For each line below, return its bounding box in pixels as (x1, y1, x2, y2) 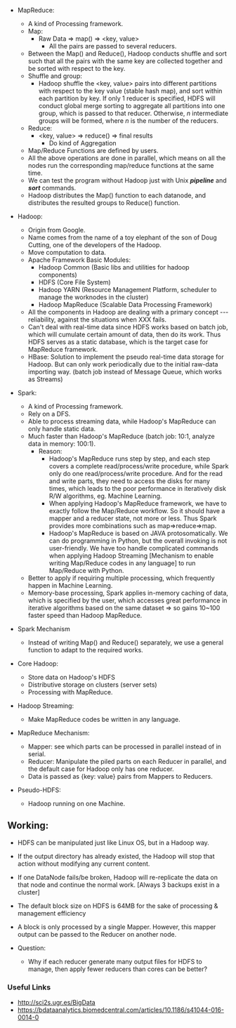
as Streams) (27, 375, 63, 383)
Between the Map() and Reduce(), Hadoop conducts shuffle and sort (27, 49, 227, 58)
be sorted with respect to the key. (27, 65, 126, 72)
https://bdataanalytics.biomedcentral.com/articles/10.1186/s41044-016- (17, 1006, 225, 1014)
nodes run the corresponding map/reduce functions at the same (27, 162, 214, 169)
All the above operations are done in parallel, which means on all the (27, 154, 226, 162)
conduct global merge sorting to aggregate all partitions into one (38, 102, 225, 110)
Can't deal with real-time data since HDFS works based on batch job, (27, 323, 228, 331)
